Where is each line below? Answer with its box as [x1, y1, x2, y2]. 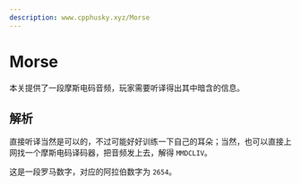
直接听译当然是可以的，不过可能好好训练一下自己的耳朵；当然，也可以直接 [9, 136, 284, 147]
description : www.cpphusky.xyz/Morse [9, 13, 150, 22]
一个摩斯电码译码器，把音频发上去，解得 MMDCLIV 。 [24, 147, 213, 158]
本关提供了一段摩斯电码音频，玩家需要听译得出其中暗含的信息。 [9, 82, 244, 93]
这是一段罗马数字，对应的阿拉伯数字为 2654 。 [9, 166, 177, 177]
